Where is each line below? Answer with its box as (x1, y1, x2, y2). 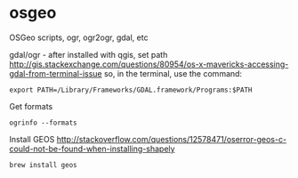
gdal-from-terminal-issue (9, 68, 102, 78)
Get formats (9, 101, 53, 111)
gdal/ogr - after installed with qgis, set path (9, 49, 168, 60)
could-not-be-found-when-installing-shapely (9, 143, 175, 154)
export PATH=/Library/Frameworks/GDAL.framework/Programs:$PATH (9, 85, 253, 94)
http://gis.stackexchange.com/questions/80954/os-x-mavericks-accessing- (9, 59, 289, 69)
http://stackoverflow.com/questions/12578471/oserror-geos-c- (56, 133, 287, 144)
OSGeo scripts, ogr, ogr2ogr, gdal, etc (9, 32, 149, 43)
